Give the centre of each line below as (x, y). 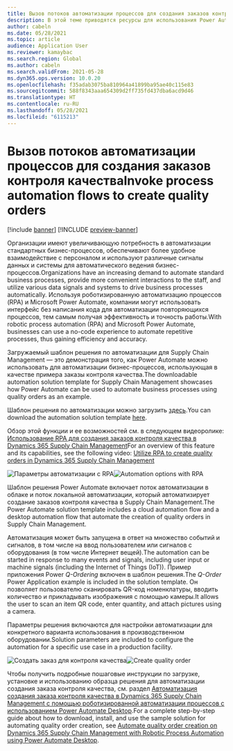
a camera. (21, 611)
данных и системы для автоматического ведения (81, 265)
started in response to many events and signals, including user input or (109, 559)
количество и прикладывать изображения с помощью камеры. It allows (113, 596)
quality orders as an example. (49, 396)
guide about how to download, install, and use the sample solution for (106, 718)
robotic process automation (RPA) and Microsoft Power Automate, (101, 324)
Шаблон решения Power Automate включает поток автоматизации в (108, 487)
